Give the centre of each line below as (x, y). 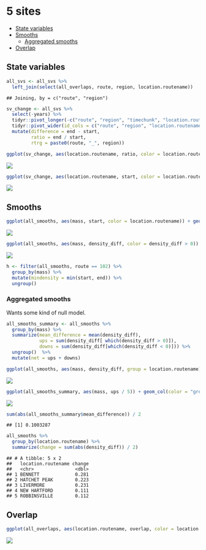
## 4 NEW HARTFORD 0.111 (48, 491)
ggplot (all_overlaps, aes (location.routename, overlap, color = (90, 529)
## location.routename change (48, 464)
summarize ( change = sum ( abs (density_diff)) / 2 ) (75, 448)
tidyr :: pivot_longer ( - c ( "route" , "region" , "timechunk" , (86, 120)
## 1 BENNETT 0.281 (48, 475)
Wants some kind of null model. (46, 312)
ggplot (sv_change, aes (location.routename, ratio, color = (83, 154)
